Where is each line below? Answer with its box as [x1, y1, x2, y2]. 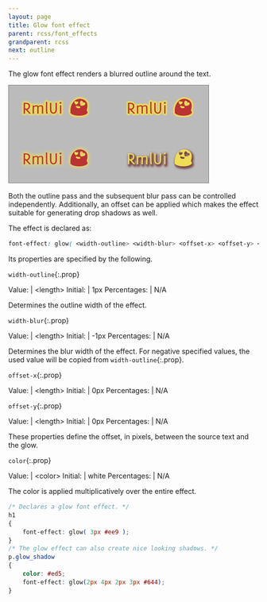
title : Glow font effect [8, 21, 91, 29]
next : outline [8, 46, 56, 55]
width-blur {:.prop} [8, 316, 70, 325]
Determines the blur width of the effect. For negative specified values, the [8, 346, 250, 356]
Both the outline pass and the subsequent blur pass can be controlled [8, 191, 237, 201]
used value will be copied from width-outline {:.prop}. [8, 355, 184, 365]
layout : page [8, 13, 52, 21]
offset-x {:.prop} [8, 370, 62, 380]
